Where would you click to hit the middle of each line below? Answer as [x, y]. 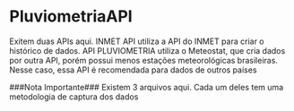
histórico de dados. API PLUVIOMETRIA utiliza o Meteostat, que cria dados [147, 50]
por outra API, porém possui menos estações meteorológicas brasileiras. [143, 60]
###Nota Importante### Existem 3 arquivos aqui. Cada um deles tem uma [147, 87]
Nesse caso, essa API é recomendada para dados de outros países [133, 70]
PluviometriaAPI [71, 17]
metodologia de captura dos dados [74, 97]
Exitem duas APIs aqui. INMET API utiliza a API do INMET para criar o [137, 41]
